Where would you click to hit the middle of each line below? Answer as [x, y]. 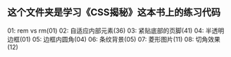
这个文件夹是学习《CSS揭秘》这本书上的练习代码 [114, 13]
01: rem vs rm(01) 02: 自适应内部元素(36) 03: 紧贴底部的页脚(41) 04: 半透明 [116, 31]
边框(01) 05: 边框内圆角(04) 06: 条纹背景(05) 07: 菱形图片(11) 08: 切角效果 [114, 39]
